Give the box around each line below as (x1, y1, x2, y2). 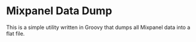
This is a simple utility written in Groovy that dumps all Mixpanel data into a (6, 24, 191, 31)
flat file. (6, 30, 25, 37)
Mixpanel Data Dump (6, 4, 112, 18)
